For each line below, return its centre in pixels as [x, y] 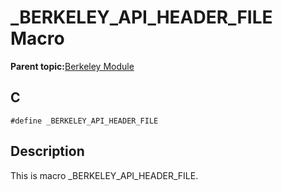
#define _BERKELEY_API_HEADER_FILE [84, 121]
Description [47, 151]
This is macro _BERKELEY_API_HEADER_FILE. [104, 175]
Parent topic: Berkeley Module [72, 66]
